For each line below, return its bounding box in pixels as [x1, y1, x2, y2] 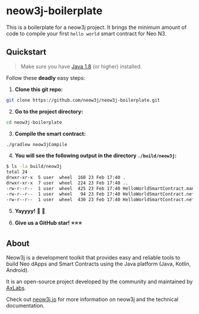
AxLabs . [6, 284, 27, 292]
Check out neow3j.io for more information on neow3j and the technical [6, 296, 179, 303]
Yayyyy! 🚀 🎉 [14, 207, 46, 214]
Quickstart [6, 47, 47, 57]
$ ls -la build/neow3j [6, 164, 62, 170]
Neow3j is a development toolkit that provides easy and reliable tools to [6, 254, 181, 261]
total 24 [6, 169, 28, 175]
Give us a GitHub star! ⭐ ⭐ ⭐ [14, 219, 82, 226]
